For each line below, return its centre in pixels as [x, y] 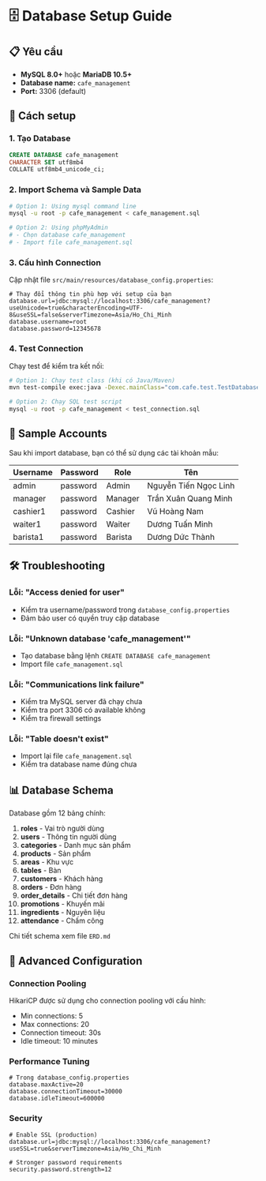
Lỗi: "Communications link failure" [77, 684]
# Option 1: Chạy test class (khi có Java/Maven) [92, 381]
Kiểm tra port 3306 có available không [83, 710]
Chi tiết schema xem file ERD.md [60, 936]
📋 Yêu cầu [36, 52]
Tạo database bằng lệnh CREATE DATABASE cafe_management [116, 655]
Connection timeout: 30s [61, 1033]
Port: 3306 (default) [53, 91]
